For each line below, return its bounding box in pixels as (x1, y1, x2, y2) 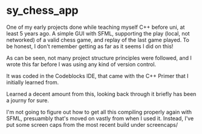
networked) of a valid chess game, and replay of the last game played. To (6, 36, 189, 43)
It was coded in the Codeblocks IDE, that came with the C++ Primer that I (6, 72, 189, 79)
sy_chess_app (6, 4, 79, 17)
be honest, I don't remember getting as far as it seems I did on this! (6, 43, 174, 50)
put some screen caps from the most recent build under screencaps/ (6, 121, 178, 128)
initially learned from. (6, 79, 59, 86)
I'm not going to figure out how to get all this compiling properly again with (6, 108, 192, 115)
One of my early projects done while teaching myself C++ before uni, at (6, 23, 185, 31)
